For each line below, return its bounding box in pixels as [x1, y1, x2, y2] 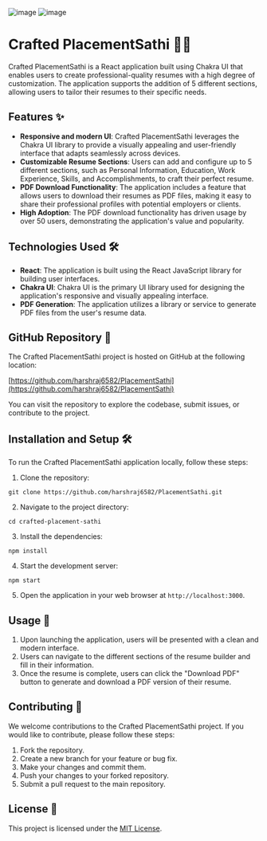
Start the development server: [19, 561, 119, 571]
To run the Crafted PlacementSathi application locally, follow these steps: [8, 458, 249, 467]
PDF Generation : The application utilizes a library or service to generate [19, 299, 257, 308]
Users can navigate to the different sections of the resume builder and [19, 652, 251, 661]
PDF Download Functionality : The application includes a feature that [19, 182, 246, 191]
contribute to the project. [8, 408, 90, 418]
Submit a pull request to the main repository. [19, 779, 166, 788]
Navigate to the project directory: [19, 502, 129, 512]
